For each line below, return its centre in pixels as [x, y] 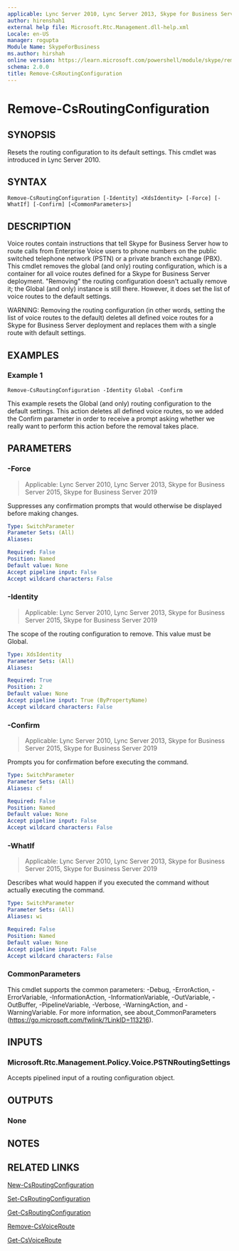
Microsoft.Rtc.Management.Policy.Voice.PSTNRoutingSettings [119, 1062]
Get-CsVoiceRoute [34, 1240]
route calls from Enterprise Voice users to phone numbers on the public [112, 251]
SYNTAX [27, 182]
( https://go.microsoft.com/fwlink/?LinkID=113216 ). [80, 1020]
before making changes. [43, 513]
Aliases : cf [25, 788]
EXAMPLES [33, 355]
